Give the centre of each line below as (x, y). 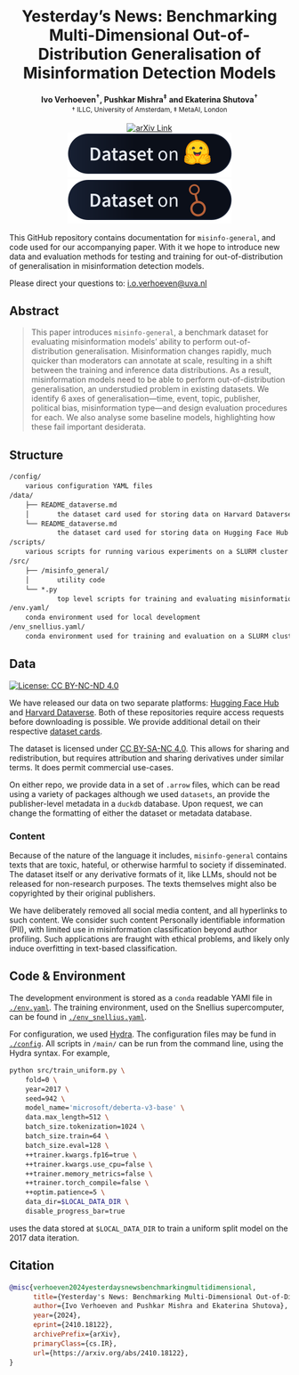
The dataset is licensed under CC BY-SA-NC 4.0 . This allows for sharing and (149, 748)
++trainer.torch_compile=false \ (87, 1183)
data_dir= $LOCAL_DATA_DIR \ (77, 1202)
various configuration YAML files (89, 486)
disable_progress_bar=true (75, 1212)
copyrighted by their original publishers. (82, 893)
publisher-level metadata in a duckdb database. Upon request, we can (137, 803)
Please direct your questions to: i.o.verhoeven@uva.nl (108, 283)
